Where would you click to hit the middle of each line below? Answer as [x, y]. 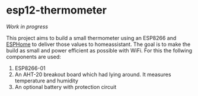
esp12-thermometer [56, 10]
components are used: [33, 57]
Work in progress [27, 27]
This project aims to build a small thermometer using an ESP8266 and [91, 38]
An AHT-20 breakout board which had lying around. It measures [93, 74]
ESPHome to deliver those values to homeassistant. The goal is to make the [98, 44]
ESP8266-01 [30, 68]
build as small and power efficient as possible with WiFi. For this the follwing [99, 50]
